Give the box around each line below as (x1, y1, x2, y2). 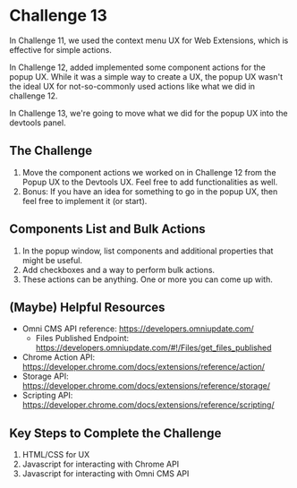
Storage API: (21, 371, 69, 381)
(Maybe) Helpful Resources (9, 299, 165, 314)
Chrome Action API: (21, 352, 96, 363)
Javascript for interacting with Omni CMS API (21, 468, 190, 479)
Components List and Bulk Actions (9, 221, 206, 237)
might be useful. (21, 254, 83, 265)
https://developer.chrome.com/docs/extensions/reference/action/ (21, 362, 266, 372)
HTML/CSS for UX (21, 449, 90, 460)
